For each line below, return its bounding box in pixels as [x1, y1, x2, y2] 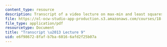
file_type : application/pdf [5, 21, 64, 26]
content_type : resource [5, 7, 55, 12]
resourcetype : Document [5, 25, 55, 30]
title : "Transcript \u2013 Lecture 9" [5, 30, 85, 35]
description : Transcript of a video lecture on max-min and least [5, 12, 146, 17]
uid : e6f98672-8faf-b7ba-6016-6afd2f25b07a [5, 35, 97, 40]
